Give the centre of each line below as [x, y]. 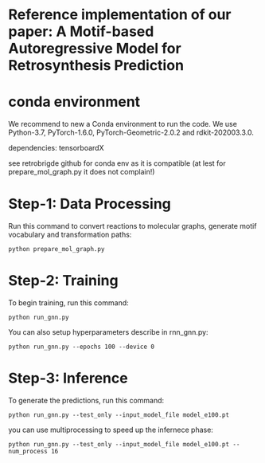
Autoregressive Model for [95, 49]
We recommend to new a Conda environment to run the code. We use [123, 124]
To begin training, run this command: [68, 303]
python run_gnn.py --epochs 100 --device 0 [82, 347]
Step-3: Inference [68, 378]
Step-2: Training [63, 281]
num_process [28, 451]
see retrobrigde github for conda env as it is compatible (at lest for [117, 163]
